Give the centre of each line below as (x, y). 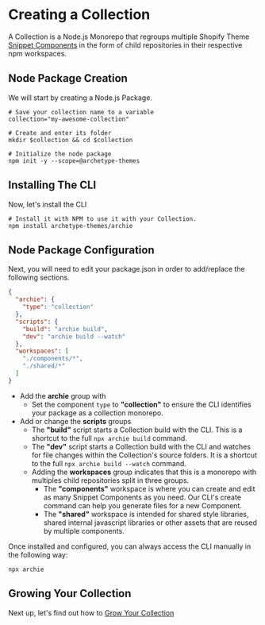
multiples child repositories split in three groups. (110, 480)
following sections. (39, 278)
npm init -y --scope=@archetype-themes (74, 160)
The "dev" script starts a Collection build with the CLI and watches (141, 446)
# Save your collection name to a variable (81, 112)
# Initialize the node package (60, 154)
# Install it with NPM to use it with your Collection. (102, 219)
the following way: (38, 554)
